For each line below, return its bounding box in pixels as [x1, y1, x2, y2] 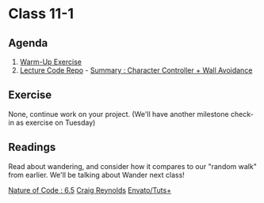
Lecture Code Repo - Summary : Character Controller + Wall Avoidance [19, 66, 253, 75]
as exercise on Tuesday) [15, 118, 96, 127]
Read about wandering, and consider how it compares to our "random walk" [8, 161, 258, 171]
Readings [8, 141, 56, 154]
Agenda [8, 36, 48, 50]
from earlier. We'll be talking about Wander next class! [8, 170, 185, 179]
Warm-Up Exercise [19, 57, 82, 66]
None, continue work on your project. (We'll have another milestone [8, 109, 229, 118]
